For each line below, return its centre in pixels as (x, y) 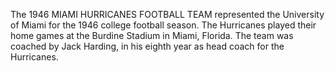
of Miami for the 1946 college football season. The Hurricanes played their (163, 25)
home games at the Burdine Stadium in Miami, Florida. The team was (152, 35)
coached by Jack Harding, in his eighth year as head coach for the (147, 46)
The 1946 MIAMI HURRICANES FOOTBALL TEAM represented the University (167, 14)
